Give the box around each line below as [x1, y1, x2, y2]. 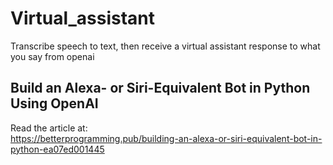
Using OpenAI [10, 95, 99, 112]
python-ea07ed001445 [10, 143, 105, 155]
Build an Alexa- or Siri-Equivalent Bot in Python [10, 80, 311, 97]
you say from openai [10, 50, 95, 62]
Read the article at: [10, 122, 88, 134]
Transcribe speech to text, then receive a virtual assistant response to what [10, 40, 321, 52]
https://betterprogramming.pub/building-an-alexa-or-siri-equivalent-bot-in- [10, 132, 323, 144]
